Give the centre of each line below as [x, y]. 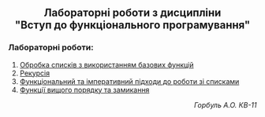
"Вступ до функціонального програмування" [132, 26]
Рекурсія [35, 73]
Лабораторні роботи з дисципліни [132, 13]
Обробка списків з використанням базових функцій [107, 64]
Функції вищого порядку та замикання [84, 90]
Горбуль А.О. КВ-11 [226, 104]
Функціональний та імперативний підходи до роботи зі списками [129, 81]
